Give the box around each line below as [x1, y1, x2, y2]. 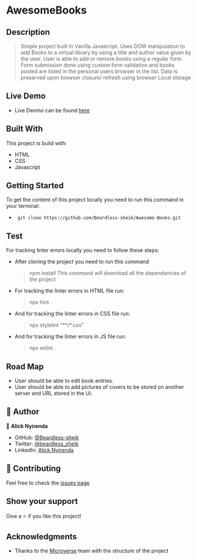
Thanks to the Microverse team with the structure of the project [14, 547, 169, 555]
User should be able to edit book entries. [14, 377, 113, 384]
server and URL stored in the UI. [14, 390, 93, 397]
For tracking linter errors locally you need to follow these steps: [6, 247, 159, 254]
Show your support [6, 496, 78, 506]
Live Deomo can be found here [14, 107, 90, 114]
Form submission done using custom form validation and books [20, 61, 175, 68]
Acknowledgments [6, 532, 78, 542]
